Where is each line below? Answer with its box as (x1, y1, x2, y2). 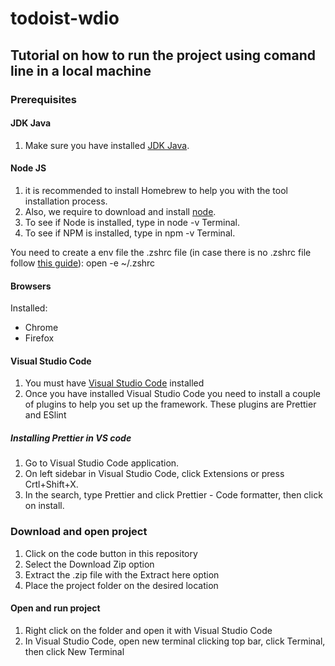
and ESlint (24, 409, 67, 421)
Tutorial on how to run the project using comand (10, 47, 316, 64)
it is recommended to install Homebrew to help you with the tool (24, 184, 288, 196)
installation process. (24, 195, 108, 207)
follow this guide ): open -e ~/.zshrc (10, 257, 156, 269)
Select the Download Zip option (24, 558, 155, 570)
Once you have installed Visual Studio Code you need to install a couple (24, 388, 322, 400)
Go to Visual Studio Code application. (24, 457, 180, 469)
